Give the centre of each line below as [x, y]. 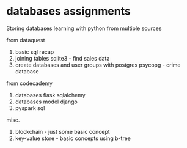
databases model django [46, 102]
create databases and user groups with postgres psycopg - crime [98, 65]
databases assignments [69, 11]
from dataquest [26, 40]
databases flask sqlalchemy [50, 95]
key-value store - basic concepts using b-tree [73, 138]
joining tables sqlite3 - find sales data [62, 58]
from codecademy [30, 83]
